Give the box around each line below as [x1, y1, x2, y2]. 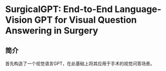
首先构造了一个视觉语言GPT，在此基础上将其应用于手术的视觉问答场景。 [5, 60, 155, 66]
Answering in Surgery [5, 25, 99, 36]
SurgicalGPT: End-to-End [5, 4, 113, 15]
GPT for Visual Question [34, 14, 137, 26]
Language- [114, 4, 161, 15]
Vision [5, 14, 33, 26]
